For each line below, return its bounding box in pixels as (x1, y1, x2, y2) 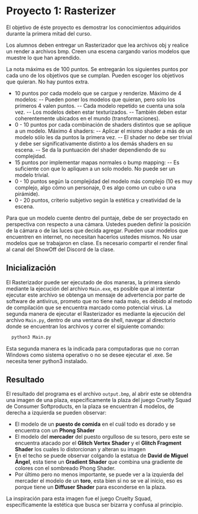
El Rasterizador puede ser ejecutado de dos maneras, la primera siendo (6, 278, 181, 285)
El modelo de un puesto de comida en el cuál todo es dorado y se (14, 420, 176, 428)
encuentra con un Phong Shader (14, 427, 95, 434)
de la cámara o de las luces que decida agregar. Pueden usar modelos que (6, 227, 189, 234)
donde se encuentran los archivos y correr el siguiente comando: (6, 323, 165, 330)
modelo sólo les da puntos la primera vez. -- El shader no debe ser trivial (14, 133, 192, 140)
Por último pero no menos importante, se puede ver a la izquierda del (14, 471, 184, 478)
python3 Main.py (11, 334, 51, 340)
